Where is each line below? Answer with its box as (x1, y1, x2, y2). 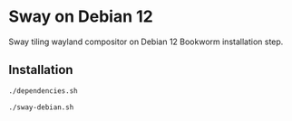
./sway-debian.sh (8, 102, 74, 112)
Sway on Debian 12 (8, 6, 153, 27)
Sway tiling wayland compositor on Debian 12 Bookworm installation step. (8, 36, 284, 47)
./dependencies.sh (8, 86, 78, 96)
